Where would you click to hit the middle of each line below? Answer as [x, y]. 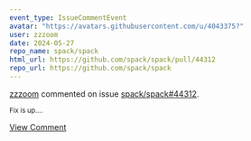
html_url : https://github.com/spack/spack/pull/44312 [113, 60]
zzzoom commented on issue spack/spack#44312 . [104, 94]
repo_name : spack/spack [54, 52]
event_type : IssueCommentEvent [68, 18]
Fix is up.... [26, 110]
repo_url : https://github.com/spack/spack [90, 69]
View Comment [38, 127]
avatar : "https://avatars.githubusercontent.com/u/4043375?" [127, 26]
